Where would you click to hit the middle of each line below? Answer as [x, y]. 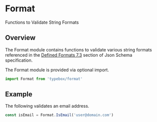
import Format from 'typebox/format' [44, 79]
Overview [20, 38]
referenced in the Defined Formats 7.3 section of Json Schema [69, 55]
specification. [19, 60]
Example [19, 94]
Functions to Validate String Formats [42, 22]
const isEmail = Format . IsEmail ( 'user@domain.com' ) [59, 115]
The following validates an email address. [47, 106]
